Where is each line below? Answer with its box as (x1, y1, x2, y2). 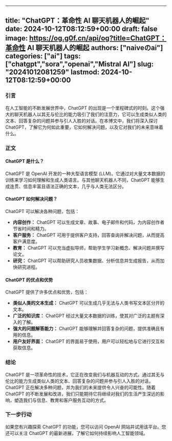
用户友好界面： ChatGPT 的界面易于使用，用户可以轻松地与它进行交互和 (12, 339, 165, 345)
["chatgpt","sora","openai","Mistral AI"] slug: (5, 60, 154, 69)
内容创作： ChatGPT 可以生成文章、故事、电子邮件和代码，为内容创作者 (12, 219, 165, 225)
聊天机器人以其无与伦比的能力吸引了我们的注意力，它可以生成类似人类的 (14, 111, 167, 117)
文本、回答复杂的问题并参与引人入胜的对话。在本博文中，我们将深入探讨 (5, 117, 158, 123)
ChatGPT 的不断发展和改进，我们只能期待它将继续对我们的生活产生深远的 (5, 390, 160, 397)
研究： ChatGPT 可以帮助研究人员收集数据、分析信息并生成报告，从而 (12, 258, 160, 264)
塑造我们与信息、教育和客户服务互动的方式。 (14, 397, 109, 403)
